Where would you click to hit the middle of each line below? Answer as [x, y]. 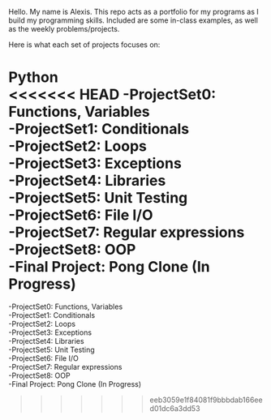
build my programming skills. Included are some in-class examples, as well [133, 20]
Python [33, 77]
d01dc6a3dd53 [175, 408]
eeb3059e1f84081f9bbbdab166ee [206, 400]
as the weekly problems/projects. [64, 29]
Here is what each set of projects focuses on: [84, 45]
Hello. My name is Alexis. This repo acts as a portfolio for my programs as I [133, 12]
